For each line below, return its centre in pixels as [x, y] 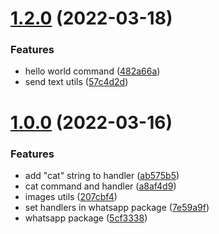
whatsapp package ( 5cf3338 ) [86, 218]
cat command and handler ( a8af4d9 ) [100, 186]
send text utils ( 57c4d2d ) [76, 82]
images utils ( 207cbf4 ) [71, 196]
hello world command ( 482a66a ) [92, 71]
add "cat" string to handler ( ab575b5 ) [102, 175]
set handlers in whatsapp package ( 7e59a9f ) [117, 207]
